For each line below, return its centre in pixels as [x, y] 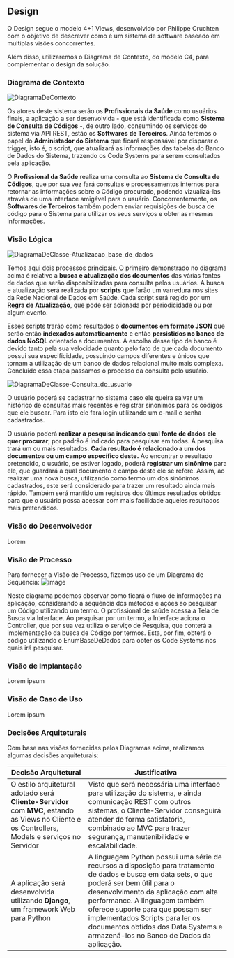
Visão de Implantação [45, 666]
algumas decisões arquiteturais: [53, 755]
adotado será [32, 793]
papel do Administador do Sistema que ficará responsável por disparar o [113, 141]
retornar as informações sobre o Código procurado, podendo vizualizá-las [114, 192]
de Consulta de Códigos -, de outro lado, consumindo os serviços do [107, 126]
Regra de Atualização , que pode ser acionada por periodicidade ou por [110, 305]
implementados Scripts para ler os [144, 917]
